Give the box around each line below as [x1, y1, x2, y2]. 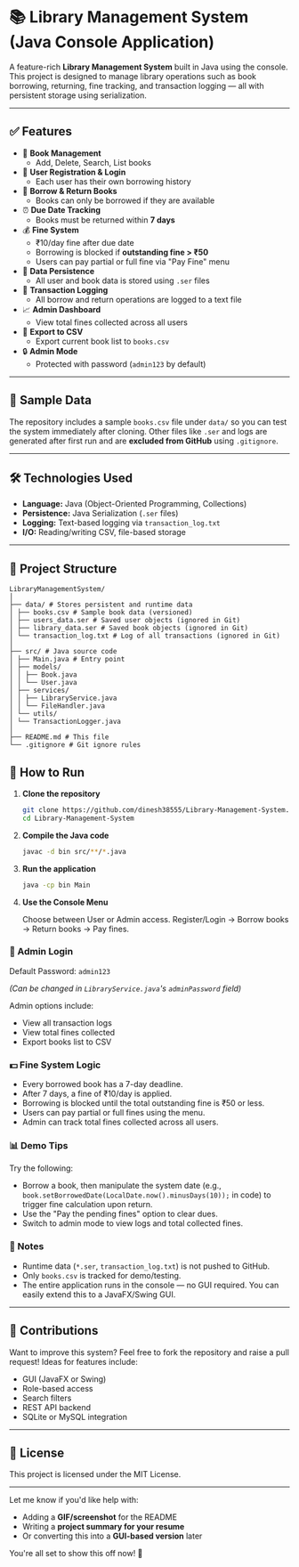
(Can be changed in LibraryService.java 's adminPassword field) [9, 983, 242, 994]
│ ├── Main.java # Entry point [9, 655, 125, 664]
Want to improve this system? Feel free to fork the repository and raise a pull [9, 1346, 289, 1358]
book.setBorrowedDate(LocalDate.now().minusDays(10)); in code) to [21, 1189, 271, 1200]
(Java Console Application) [9, 32, 215, 53]
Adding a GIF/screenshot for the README [21, 1512, 178, 1522]
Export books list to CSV [21, 1036, 112, 1047]
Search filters [21, 1392, 72, 1403]
